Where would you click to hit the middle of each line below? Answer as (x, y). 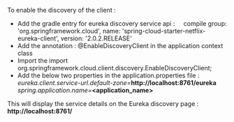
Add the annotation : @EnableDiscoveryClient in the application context (120, 46)
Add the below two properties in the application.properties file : (108, 75)
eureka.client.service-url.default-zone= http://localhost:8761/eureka (117, 83)
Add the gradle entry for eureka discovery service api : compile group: (122, 23)
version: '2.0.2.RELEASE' (96, 38)
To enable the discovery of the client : (62, 10)
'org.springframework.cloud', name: (69, 31)
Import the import (43, 61)
